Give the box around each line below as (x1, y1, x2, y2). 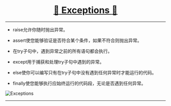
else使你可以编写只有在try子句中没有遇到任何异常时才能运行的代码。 (12, 69, 157, 75)
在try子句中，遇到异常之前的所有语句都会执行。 (12, 48, 112, 54)
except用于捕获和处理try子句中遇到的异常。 (12, 59, 104, 65)
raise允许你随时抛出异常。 (12, 26, 68, 32)
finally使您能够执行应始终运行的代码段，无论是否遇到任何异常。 (12, 80, 146, 86)
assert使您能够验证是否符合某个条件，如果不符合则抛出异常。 (12, 37, 142, 43)
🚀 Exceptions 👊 (53, 5, 118, 16)
